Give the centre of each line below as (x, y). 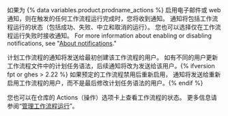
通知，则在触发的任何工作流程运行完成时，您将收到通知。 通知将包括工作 (110, 18)
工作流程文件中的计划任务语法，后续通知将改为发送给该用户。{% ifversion (111, 66)
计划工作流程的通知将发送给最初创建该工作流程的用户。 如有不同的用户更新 (113, 57)
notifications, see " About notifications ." (62, 43)
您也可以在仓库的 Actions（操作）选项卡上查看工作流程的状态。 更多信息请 (112, 97)
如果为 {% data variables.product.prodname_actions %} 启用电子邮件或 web (114, 10)
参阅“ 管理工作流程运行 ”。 (43, 106)
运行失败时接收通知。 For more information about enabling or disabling (112, 35)
